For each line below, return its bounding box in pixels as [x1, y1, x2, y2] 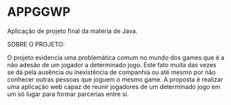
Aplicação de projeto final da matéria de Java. [7, 27, 138, 35]
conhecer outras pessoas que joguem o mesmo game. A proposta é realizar [7, 75, 223, 83]
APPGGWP [7, 4, 71, 20]
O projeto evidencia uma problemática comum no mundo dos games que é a [7, 53, 225, 62]
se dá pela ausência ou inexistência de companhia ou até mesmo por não [7, 68, 216, 76]
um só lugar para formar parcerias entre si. [7, 90, 129, 98]
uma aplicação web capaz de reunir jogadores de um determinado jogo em [7, 82, 221, 91]
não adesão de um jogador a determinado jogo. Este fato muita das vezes [7, 60, 217, 69]
